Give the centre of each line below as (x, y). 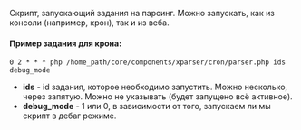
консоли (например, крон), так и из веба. (89, 23)
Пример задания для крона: (66, 43)
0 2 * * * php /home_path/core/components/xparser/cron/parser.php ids (147, 62)
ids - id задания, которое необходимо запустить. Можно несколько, (155, 87)
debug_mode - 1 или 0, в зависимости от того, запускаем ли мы (147, 107)
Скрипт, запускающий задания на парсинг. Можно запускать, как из (142, 13)
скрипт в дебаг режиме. (69, 116)
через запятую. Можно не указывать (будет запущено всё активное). (157, 97)
